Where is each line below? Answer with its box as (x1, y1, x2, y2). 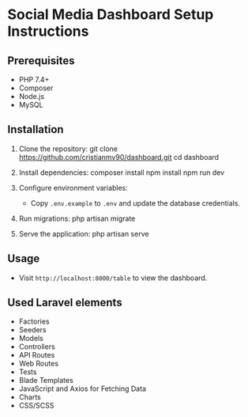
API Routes (18, 351, 55, 360)
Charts (18, 392, 41, 402)
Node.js (18, 92, 45, 100)
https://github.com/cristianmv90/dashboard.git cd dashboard (18, 152, 219, 161)
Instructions (7, 22, 89, 40)
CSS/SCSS (18, 401, 54, 411)
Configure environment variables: (18, 183, 128, 192)
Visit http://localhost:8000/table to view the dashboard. (18, 273, 208, 282)
